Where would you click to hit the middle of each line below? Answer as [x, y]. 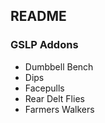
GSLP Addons [44, 45]
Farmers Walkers [59, 109]
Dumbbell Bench [59, 66]
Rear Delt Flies [54, 98]
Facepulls [44, 88]
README [38, 16]
